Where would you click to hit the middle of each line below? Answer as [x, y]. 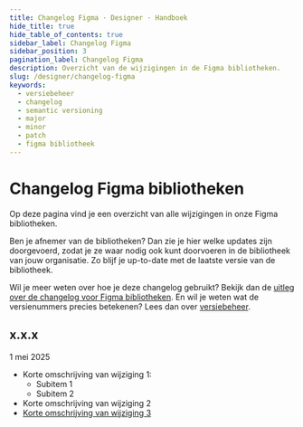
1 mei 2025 [30, 356]
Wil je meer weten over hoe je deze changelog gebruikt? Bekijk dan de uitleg [152, 287]
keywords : [28, 85]
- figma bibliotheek [56, 144]
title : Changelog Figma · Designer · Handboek [99, 18]
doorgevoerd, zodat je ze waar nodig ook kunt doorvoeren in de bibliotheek [150, 251]
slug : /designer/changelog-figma [72, 77]
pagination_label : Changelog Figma [76, 60]
